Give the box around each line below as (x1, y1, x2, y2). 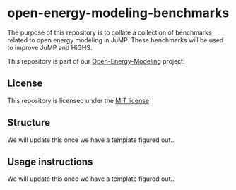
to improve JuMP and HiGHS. (7, 43, 93, 52)
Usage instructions (7, 155, 93, 167)
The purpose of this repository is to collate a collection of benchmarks (7, 28, 212, 37)
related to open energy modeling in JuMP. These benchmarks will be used (7, 35, 224, 44)
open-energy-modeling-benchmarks (7, 5, 230, 21)
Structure (7, 117, 51, 129)
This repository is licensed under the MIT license (7, 96, 150, 105)
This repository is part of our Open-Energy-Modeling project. (7, 57, 185, 65)
